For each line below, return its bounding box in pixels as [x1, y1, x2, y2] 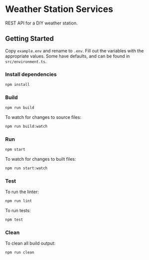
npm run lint [5, 199, 32, 204]
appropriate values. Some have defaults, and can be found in [5, 53, 130, 59]
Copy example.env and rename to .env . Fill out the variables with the [5, 47, 144, 53]
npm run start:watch [5, 166, 48, 171]
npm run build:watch [5, 124, 48, 129]
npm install [5, 82, 30, 87]
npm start [5, 147, 26, 152]
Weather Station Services [5, 3, 113, 15]
